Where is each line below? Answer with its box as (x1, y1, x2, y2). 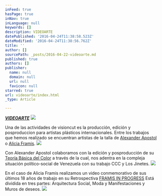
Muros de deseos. (5, 186, 41, 192)
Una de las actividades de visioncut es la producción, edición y (5, 124, 131, 131)
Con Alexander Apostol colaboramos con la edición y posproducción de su (5, 150, 154, 156)
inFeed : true (5, 7, 31, 12)
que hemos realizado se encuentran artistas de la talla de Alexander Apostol (5, 135, 157, 141)
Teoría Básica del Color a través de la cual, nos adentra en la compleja (5, 155, 145, 161)
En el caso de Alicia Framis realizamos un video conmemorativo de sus (5, 170, 147, 176)
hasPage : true (5, 12, 34, 16)
